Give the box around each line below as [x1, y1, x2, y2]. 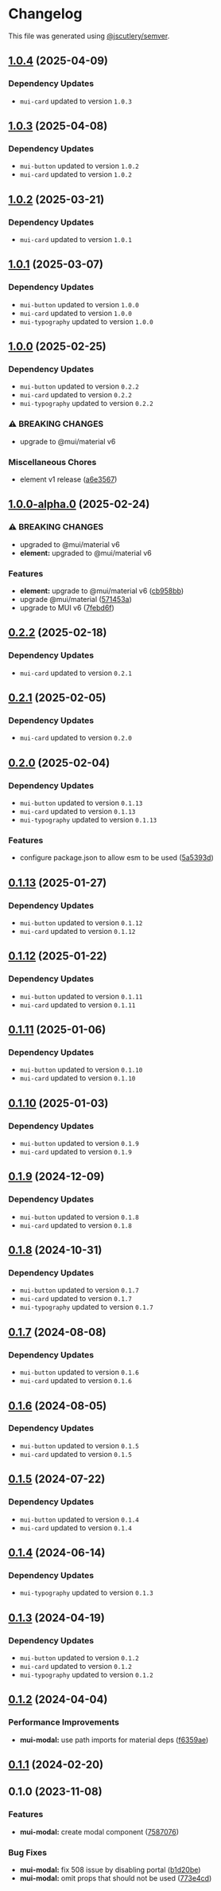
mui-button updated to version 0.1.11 [19, 991, 143, 1001]
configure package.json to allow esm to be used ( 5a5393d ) [19, 853, 215, 862]
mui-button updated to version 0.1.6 [19, 1367, 139, 1377]
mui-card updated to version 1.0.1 [19, 235, 133, 244]
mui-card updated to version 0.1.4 [19, 1522, 133, 1533]
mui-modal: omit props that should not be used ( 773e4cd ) [19, 1873, 212, 1883]
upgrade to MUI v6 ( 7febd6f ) [19, 603, 115, 612]
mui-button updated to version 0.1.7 [19, 1285, 139, 1295]
